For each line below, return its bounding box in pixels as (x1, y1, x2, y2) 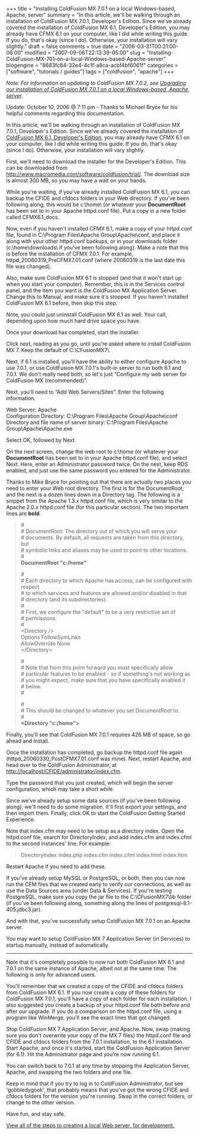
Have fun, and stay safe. (6, 1111, 66, 1117)
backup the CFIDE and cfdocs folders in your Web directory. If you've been (6, 195, 190, 202)
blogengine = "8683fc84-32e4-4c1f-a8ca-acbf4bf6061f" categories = (6, 62, 179, 69)
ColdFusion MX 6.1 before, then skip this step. (6, 299, 118, 306)
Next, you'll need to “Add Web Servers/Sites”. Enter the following (6, 388, 164, 395)
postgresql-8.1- (155, 900, 192, 906)
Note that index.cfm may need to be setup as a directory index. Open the (6, 827, 184, 835)
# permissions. (20, 615, 57, 622)
